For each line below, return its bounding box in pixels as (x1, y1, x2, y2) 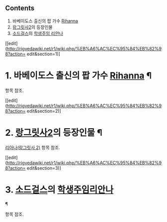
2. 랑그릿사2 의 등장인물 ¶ (5, 127, 103, 138)
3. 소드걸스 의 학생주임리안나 (5, 184, 114, 195)
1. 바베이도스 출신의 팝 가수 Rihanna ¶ (5, 70, 152, 81)
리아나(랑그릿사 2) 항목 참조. (5, 144, 61, 150)
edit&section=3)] (26, 165, 61, 171)
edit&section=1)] (26, 51, 61, 57)
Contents (5, 4, 35, 12)
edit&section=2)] (26, 108, 61, 114)
